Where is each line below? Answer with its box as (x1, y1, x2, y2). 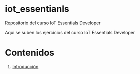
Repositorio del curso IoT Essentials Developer (5, 20, 101, 26)
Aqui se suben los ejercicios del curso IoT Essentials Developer (5, 29, 135, 35)
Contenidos (5, 47, 55, 58)
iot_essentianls (5, 3, 70, 15)
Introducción (12, 63, 39, 69)
